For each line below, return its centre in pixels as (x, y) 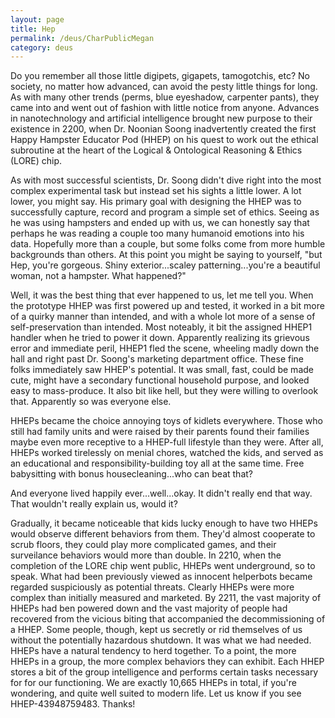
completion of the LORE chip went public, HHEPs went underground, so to (163, 566)
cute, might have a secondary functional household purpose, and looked (160, 380)
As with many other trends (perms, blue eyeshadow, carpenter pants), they (165, 97)
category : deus (42, 47)
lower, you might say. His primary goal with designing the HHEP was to (156, 202)
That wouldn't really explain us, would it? (94, 504)
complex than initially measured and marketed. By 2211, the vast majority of (166, 598)
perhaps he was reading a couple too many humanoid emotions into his (157, 233)
